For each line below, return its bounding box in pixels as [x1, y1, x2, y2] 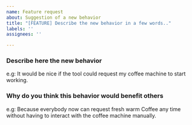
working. [6, 77, 28, 84]
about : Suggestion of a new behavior [6, 14, 101, 21]
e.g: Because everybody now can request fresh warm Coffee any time [6, 105, 181, 112]
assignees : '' [6, 31, 42, 37]
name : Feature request [6, 8, 63, 15]
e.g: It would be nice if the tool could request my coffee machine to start [6, 70, 186, 77]
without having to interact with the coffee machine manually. [6, 112, 157, 119]
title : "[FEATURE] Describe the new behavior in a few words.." [6, 20, 171, 26]
